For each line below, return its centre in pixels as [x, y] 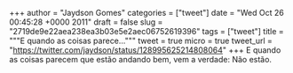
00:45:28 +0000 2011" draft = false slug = [86, 22]
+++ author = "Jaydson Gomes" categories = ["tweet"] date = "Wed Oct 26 [146, 13]
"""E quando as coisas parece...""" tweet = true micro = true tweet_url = [141, 40]
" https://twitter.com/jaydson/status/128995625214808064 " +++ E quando [145, 50]
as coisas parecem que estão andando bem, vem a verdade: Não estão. [141, 59]
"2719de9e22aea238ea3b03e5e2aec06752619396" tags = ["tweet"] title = [146, 31]
